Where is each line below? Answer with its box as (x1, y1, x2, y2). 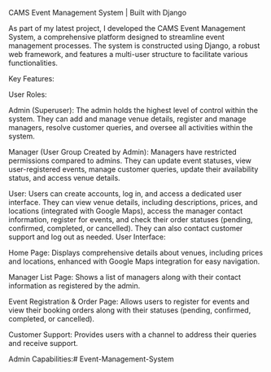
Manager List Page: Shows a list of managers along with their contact (8, 273, 242, 282)
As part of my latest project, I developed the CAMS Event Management (8, 24, 246, 33)
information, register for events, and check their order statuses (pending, (8, 215, 253, 224)
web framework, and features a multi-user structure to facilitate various (8, 50, 248, 59)
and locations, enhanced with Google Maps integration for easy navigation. (8, 256, 260, 266)
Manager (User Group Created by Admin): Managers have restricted (8, 147, 238, 156)
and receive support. (8, 339, 79, 348)
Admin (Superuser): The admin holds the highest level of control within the (8, 106, 259, 115)
